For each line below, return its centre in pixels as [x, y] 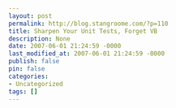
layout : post [30, 16]
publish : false [34, 62]
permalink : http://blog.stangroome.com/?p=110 [88, 24]
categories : [28, 76]
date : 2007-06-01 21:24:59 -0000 [65, 46]
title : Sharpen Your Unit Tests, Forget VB [83, 31]
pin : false [27, 69]
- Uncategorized [36, 84]
